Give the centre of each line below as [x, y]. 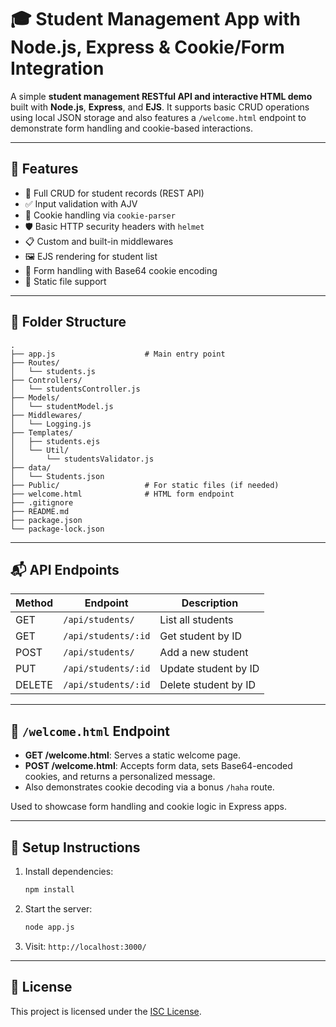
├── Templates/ [42, 432]
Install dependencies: [69, 871]
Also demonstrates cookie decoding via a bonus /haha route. [149, 787]
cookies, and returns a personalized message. [120, 777]
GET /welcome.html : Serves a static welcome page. [132, 755]
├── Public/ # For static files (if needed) [145, 485]
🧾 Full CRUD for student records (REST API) [114, 193]
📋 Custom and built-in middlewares [99, 241]
